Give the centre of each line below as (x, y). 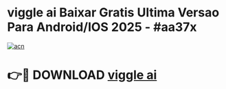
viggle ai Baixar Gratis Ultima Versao (113, 13)
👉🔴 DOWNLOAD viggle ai (82, 75)
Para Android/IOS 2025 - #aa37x (102, 27)
